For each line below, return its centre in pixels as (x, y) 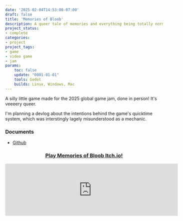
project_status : (22, 28)
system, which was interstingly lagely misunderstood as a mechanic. (76, 118)
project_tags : (20, 47)
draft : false (19, 14)
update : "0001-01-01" (36, 75)
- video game (19, 56)
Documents (19, 131)
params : (13, 65)
